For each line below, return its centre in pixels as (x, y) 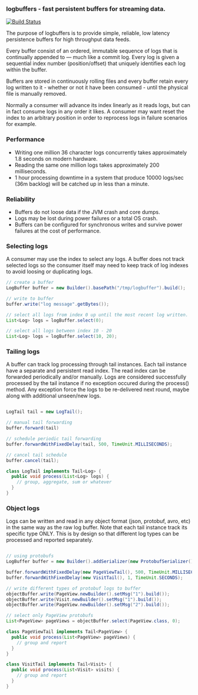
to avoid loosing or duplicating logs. (49, 271)
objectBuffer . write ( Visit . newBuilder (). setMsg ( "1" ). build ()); (84, 599)
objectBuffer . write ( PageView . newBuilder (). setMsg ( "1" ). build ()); (88, 594)
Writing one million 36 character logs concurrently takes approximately (101, 152)
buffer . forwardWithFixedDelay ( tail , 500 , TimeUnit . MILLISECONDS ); (89, 444)
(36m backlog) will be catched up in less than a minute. (82, 184)
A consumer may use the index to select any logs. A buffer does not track (95, 259)
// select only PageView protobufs (50, 616)
